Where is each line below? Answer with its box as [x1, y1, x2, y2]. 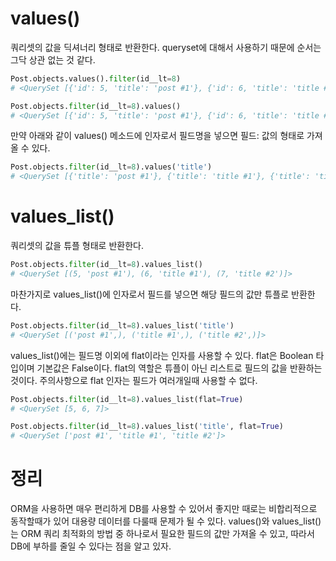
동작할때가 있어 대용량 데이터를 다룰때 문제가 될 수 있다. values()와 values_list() [10, 515, 322, 527]
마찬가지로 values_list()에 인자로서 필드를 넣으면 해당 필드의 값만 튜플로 [10, 288, 290, 300]
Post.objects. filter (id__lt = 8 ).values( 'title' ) [10, 162, 213, 172]
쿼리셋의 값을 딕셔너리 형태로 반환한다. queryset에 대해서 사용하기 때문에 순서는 [10, 41, 322, 53]
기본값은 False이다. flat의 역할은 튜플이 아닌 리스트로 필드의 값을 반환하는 [36, 362, 323, 374]
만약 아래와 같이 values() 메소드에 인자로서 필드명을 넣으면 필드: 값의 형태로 [10, 130, 305, 142]
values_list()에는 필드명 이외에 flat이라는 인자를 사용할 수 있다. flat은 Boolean [10, 349, 314, 361]
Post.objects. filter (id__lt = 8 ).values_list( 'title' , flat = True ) [10, 422, 284, 432]
